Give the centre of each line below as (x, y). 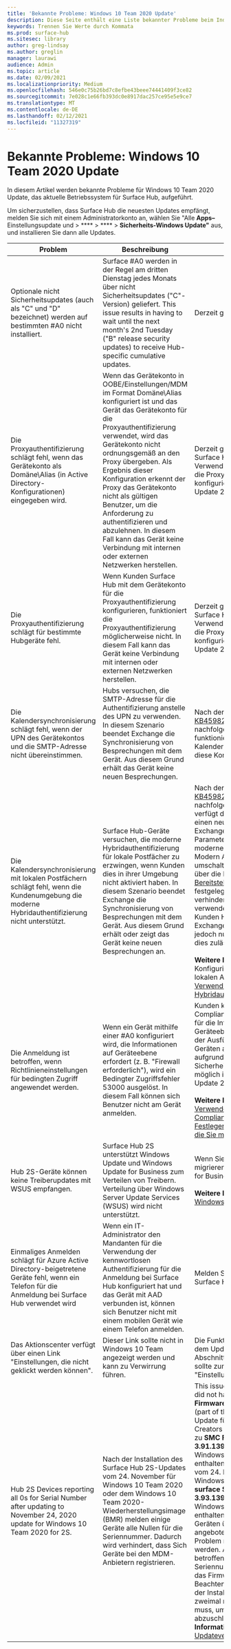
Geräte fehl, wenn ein (45, 1278)
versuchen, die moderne (142, 839)
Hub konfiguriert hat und (142, 1286)
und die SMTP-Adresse (49, 746)
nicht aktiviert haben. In (141, 883)
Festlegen (210, 1126)
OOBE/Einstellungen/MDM (145, 384)
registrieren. (156, 1562)
